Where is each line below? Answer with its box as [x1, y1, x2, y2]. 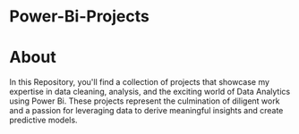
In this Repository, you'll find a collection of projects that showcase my [9, 77, 270, 88]
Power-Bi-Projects [9, 6, 149, 27]
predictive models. [9, 114, 78, 126]
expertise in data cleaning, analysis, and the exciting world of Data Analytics [9, 87, 291, 97]
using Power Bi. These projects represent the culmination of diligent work [9, 96, 280, 106]
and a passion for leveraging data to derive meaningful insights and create [9, 105, 284, 116]
